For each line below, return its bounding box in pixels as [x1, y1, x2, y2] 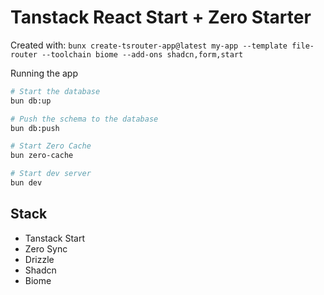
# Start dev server [10, 169, 92, 179]
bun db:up [10, 96, 52, 106]
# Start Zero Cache [10, 141, 92, 151]
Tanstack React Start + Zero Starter [10, 6, 312, 29]
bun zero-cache [10, 151, 74, 161]
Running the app [10, 67, 78, 79]
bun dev [10, 178, 43, 188]
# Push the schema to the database [10, 114, 159, 124]
